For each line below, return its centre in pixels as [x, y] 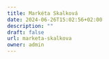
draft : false [26, 32]
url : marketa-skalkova [39, 39]
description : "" [30, 26]
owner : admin [26, 45]
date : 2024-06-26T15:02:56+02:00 [55, 20]
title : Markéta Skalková [43, 13]
